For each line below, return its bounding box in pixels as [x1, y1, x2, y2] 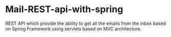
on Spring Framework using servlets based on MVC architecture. [5, 25, 142, 31]
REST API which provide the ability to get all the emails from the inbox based [5, 20, 166, 26]
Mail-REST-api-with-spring [5, 4, 124, 15]
